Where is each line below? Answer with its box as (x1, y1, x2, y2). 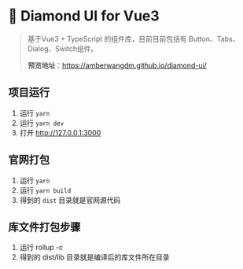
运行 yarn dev (19, 118, 64, 127)
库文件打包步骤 (8, 220, 81, 234)
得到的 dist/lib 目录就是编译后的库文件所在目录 (19, 252, 171, 262)
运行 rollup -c (19, 243, 64, 252)
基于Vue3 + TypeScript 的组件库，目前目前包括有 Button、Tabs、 (27, 34, 240, 43)
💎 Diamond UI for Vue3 (8, 7, 160, 25)
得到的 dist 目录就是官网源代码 (19, 195, 121, 205)
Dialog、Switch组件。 (27, 43, 98, 53)
